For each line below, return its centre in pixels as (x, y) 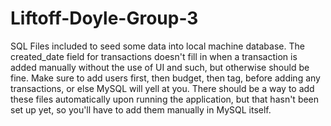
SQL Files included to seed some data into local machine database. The (157, 46)
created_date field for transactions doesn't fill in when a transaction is (154, 56)
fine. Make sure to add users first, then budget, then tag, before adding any (165, 78)
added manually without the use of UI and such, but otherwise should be (160, 67)
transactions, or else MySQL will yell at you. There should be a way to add (162, 88)
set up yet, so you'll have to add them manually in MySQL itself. (141, 109)
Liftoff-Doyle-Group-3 (104, 18)
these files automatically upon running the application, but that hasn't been (165, 99)
